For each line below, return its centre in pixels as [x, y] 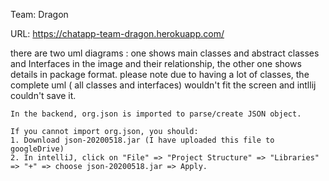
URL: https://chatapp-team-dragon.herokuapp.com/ [117, 33]
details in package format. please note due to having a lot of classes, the [160, 74]
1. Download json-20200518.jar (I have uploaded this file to [142, 140]
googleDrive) [37, 149]
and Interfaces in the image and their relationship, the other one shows [156, 63]
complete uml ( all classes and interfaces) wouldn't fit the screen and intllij [163, 85]
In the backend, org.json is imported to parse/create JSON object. [156, 114]
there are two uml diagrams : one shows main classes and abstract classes [165, 53]
